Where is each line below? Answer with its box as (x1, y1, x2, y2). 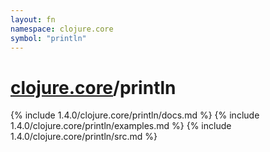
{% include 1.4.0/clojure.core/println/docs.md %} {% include (10, 109, 260, 121)
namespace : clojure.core (10, 24, 114, 34)
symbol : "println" (10, 33, 87, 43)
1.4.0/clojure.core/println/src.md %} (10, 131, 158, 143)
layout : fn (10, 14, 56, 25)
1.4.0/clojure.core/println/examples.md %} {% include (10, 120, 232, 132)
